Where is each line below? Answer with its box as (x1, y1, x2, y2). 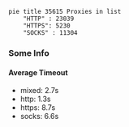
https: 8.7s (19, 103, 56, 112)
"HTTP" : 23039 (23, 15, 75, 23)
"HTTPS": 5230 (23, 22, 71, 30)
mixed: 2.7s (19, 86, 59, 95)
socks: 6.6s (19, 112, 59, 121)
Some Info (8, 47, 50, 58)
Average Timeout (8, 67, 68, 77)
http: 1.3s (19, 94, 51, 104)
